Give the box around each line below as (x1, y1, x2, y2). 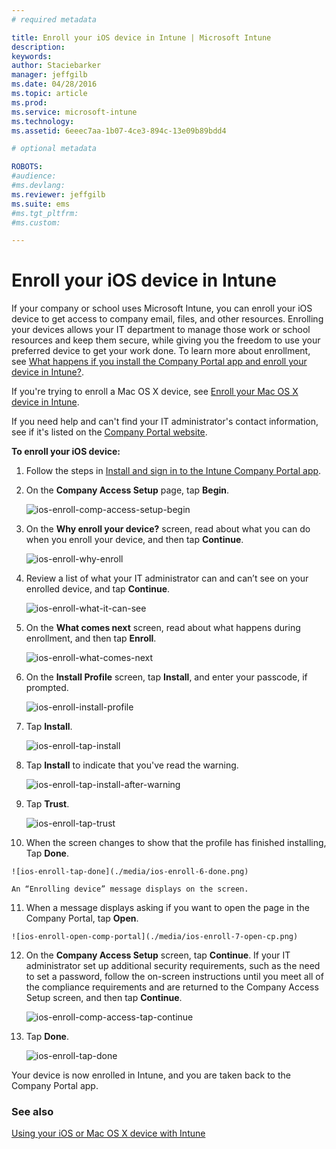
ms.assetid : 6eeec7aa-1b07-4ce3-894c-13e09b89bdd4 (11, 126, 227, 136)
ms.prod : (11, 97, 48, 108)
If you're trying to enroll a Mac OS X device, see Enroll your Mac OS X (11, 386, 299, 398)
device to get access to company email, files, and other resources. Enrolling (11, 313, 324, 325)
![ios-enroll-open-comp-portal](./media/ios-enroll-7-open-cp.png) (11, 932, 299, 942)
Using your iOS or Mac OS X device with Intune (11, 1127, 206, 1140)
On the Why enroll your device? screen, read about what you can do (25, 523, 311, 535)
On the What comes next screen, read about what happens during (25, 622, 301, 634)
